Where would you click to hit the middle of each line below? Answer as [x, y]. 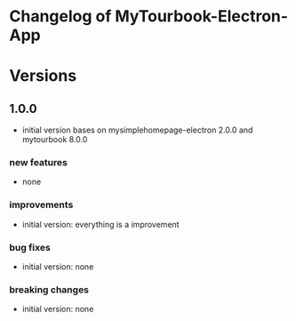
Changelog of [60, 16]
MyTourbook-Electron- [202, 16]
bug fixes [30, 247]
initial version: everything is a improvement [100, 224]
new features [39, 163]
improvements [41, 205]
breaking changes [49, 289]
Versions [43, 76]
